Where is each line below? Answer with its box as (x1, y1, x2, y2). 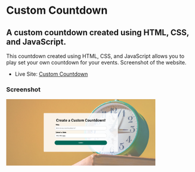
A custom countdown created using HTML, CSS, (6, 27, 190, 38)
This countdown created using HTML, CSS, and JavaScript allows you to (6, 53, 185, 60)
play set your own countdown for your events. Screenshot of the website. (6, 59, 187, 66)
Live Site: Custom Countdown (14, 70, 88, 78)
